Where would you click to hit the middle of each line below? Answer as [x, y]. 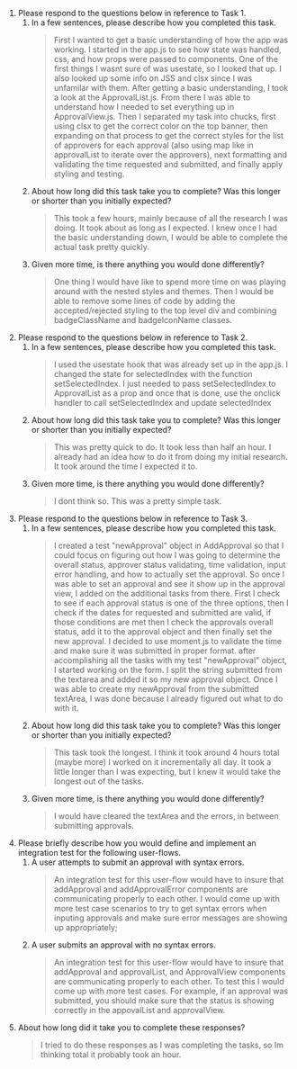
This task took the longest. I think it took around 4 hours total [166, 752]
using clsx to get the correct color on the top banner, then [161, 126]
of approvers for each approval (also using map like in [153, 145]
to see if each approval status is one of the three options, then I [171, 603]
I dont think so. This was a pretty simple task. [138, 501]
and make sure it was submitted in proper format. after [155, 651]
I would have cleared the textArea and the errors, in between [166, 816]
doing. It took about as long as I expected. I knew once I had [165, 228]
